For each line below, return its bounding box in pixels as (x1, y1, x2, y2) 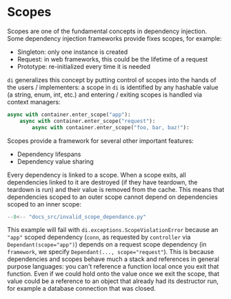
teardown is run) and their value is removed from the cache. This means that (7, 185, 225, 193)
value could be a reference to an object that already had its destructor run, (7, 277, 219, 285)
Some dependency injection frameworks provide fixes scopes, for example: (7, 34, 222, 42)
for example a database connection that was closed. (7, 284, 157, 293)
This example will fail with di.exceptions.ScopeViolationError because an (7, 226, 219, 234)
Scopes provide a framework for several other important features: (7, 136, 194, 145)
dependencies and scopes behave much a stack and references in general (7, 255, 219, 263)
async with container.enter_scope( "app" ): (7, 111, 131, 118)
